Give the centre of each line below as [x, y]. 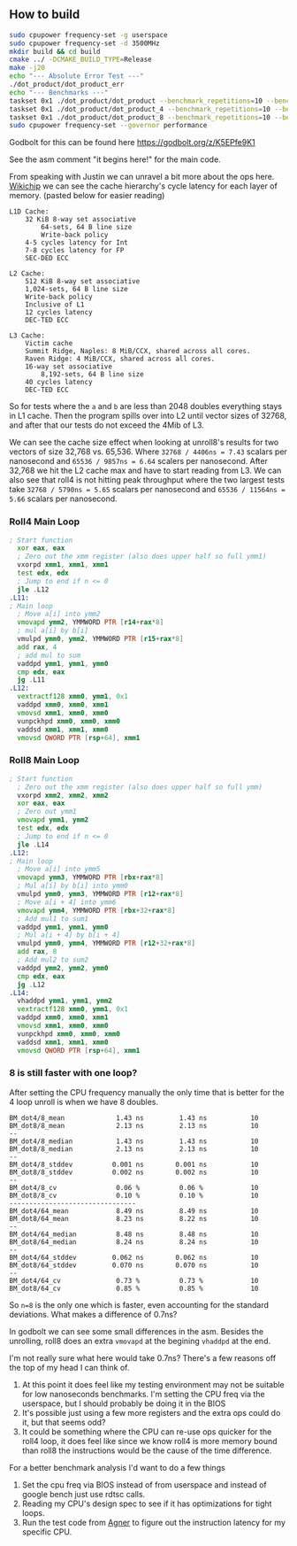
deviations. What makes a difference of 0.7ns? [93, 1314]
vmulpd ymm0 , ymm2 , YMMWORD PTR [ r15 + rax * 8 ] [100, 639]
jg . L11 [31, 680]
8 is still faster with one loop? [73, 1073]
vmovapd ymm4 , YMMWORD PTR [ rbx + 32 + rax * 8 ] [96, 910]
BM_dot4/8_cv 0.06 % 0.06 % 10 [134, 1187]
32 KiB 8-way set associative [81, 220]
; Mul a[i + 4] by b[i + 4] [69, 935]
